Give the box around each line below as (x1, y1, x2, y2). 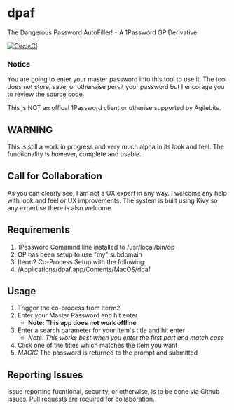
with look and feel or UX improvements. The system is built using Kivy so (7, 196, 218, 205)
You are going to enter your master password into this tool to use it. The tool (7, 75, 227, 83)
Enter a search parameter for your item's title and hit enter (17, 326, 186, 334)
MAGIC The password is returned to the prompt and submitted (17, 348, 198, 357)
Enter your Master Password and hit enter (17, 311, 138, 320)
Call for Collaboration (7, 170, 103, 182)
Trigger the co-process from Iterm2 (17, 303, 121, 313)
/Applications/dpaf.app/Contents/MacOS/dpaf (17, 265, 151, 273)
